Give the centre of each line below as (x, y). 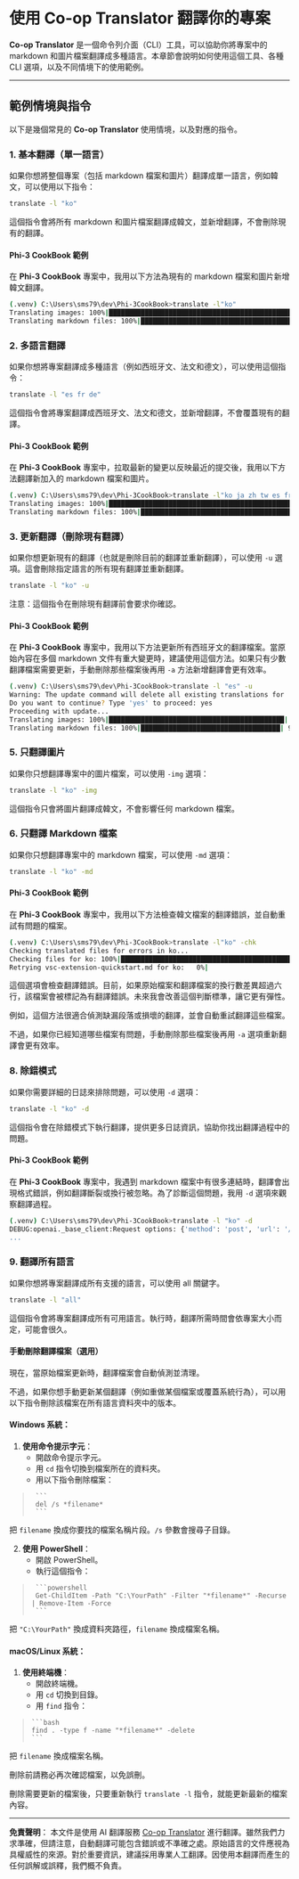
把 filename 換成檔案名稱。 (59, 1756)
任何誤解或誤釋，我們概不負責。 (68, 1866)
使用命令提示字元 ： (57, 1446)
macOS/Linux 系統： (48, 1651)
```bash (45, 1723)
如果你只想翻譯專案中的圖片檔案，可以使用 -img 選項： (109, 773)
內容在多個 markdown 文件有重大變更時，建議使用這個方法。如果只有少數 (151, 658)
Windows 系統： (40, 1425)
